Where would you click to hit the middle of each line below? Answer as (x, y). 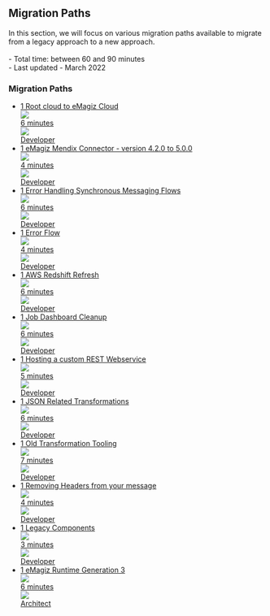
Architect (35, 604)
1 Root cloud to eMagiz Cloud (70, 106)
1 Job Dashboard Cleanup (63, 317)
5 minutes (37, 376)
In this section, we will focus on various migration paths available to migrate (135, 33)
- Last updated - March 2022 (57, 67)
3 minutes (37, 544)
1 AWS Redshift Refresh (59, 275)
